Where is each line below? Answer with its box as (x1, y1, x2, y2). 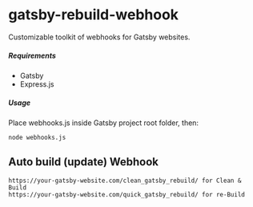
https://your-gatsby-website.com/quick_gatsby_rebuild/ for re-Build (8, 190, 246, 198)
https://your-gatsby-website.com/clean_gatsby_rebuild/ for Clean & (8, 177, 242, 185)
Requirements (8, 51, 56, 60)
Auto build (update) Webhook (8, 155, 159, 169)
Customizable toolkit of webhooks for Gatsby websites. (8, 32, 191, 42)
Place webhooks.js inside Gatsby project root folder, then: (8, 118, 199, 128)
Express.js (19, 79, 54, 89)
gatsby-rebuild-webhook (8, 6, 179, 24)
